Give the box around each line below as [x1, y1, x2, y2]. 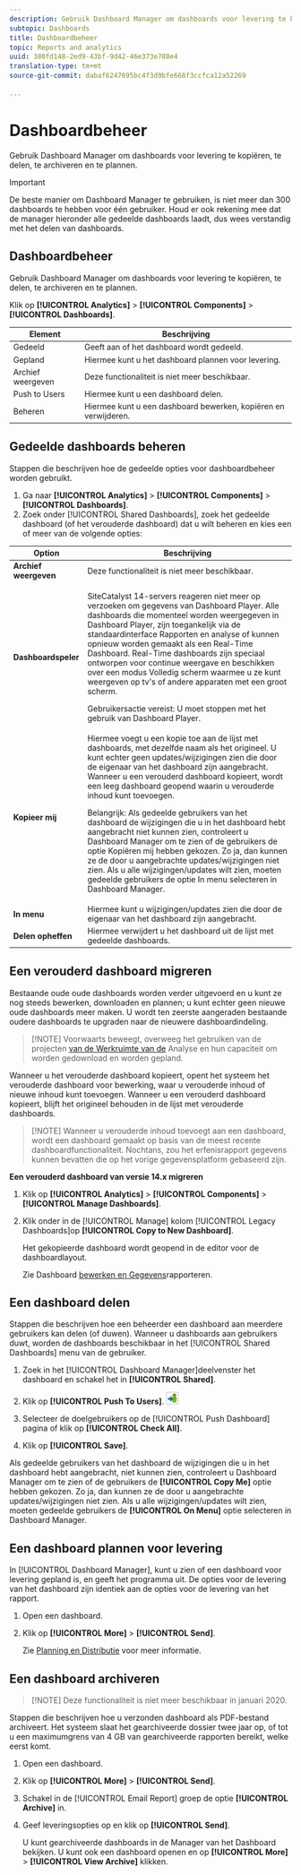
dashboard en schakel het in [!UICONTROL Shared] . [21, 1374, 217, 1385]
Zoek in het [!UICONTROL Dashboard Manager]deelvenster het [21, 1364, 256, 1375]
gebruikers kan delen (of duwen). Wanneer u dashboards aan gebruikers [9, 1329, 278, 1339]
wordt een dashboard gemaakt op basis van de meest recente [30, 1134, 262, 1146]
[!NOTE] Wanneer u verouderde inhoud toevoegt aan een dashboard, [30, 1125, 287, 1136]
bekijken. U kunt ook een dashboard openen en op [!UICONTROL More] [21, 1846, 288, 1858]
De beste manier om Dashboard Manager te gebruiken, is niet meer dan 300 [9, 194, 291, 205]
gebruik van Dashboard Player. [87, 712, 202, 723]
